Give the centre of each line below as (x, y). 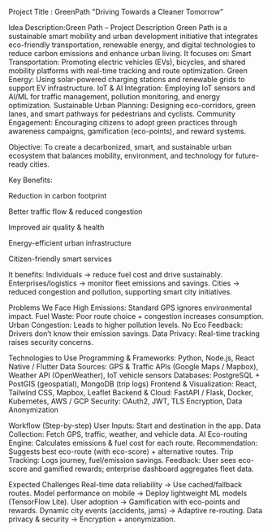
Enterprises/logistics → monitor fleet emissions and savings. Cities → (124, 283)
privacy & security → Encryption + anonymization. (92, 519)
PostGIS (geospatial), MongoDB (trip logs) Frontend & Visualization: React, (133, 384)
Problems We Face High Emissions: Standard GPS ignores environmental (130, 307)
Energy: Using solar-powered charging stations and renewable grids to (127, 79)
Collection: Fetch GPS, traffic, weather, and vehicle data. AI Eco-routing (128, 434)
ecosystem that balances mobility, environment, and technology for (121, 155)
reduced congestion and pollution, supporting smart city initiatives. (121, 292)
